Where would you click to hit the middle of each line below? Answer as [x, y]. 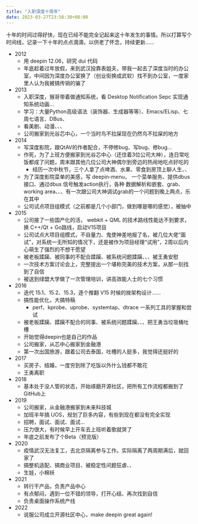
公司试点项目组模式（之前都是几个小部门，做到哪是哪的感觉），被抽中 [107, 206]
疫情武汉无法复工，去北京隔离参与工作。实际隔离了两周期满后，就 [103, 450]
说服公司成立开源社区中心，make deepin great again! [88, 515]
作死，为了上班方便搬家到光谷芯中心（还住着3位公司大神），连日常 [104, 155]
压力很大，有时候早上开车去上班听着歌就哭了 [78, 429]
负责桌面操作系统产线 [49, 501]
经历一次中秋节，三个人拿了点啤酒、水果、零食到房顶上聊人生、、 [111, 169]
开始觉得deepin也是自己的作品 [60, 336]
